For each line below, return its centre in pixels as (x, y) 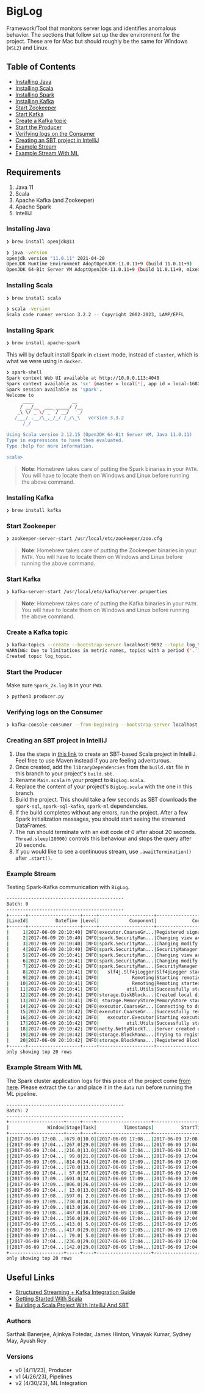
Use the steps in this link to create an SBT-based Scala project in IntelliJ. (106, 754)
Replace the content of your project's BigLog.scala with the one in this (103, 786)
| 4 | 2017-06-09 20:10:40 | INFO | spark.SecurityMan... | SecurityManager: (103, 949)
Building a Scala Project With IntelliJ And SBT (72, 1305)
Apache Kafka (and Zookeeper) (55, 200)
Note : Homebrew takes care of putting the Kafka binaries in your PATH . (110, 604)
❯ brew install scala (34, 298)
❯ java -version (27, 253)
